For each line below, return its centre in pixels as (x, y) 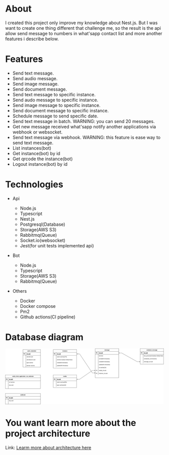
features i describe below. (32, 39)
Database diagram (45, 337)
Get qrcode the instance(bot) (43, 159)
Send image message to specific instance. (56, 105)
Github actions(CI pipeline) (48, 317)
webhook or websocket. (37, 132)
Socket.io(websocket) (43, 240)
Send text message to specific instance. (54, 94)
